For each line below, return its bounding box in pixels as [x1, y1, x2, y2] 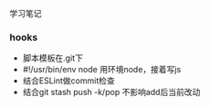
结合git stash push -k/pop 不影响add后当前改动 [22, 87, 201, 98]
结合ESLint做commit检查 [22, 75, 116, 86]
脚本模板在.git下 [22, 53, 84, 63]
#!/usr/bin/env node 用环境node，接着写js [22, 64, 182, 75]
